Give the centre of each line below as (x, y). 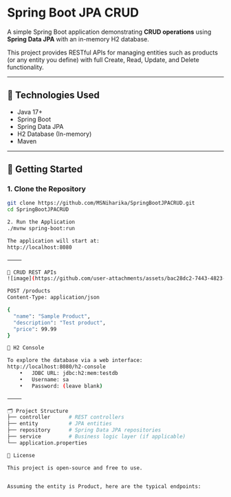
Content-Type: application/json (53, 298)
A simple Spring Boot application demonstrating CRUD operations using (109, 32)
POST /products (29, 291)
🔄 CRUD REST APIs (32, 272)
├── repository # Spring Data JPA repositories (84, 430)
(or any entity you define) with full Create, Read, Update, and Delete (103, 59)
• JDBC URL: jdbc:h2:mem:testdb (69, 374)
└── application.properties (47, 443)
